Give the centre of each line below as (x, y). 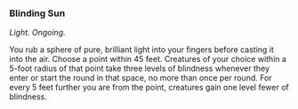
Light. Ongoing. (37, 33)
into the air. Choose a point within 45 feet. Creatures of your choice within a (148, 59)
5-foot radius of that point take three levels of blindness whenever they (139, 68)
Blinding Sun (37, 13)
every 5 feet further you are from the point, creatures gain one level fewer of (149, 88)
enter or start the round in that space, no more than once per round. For (141, 78)
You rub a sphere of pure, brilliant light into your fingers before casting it (141, 50)
